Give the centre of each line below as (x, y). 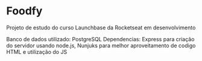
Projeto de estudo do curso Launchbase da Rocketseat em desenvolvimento (101, 28)
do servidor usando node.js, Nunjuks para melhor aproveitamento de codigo (101, 45)
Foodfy (24, 11)
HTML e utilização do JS (37, 51)
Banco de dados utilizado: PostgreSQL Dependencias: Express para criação (100, 39)
